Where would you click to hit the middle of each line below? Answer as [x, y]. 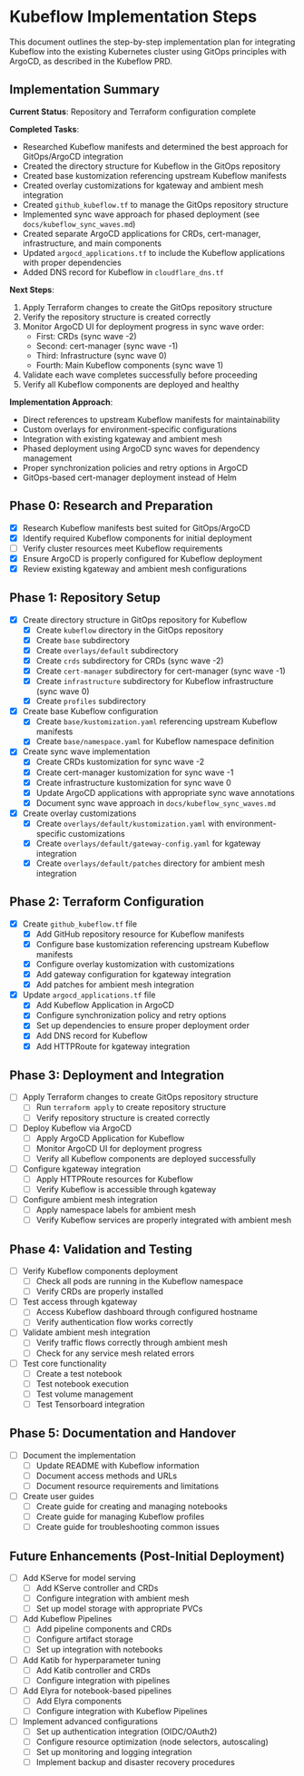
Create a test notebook [79, 1373]
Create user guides [59, 1496]
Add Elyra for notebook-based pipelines [97, 1691]
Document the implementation [79, 1455]
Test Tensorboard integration [90, 1404]
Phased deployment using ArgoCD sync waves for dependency [141, 448]
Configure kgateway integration [81, 1169]
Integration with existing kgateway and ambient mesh [122, 438]
